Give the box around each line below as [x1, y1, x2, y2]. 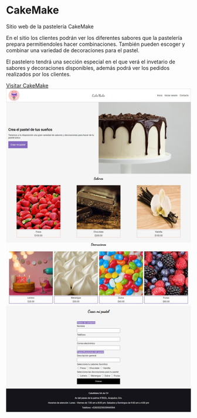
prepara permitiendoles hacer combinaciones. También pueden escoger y [6, 41, 185, 48]
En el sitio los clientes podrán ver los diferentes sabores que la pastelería [6, 34, 183, 41]
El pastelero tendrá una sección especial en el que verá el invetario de [6, 58, 176, 65]
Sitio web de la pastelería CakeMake [6, 23, 94, 30]
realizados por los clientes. [6, 70, 72, 77]
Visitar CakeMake [6, 82, 49, 89]
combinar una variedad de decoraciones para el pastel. [6, 46, 140, 53]
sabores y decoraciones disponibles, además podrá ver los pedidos [6, 64, 170, 71]
